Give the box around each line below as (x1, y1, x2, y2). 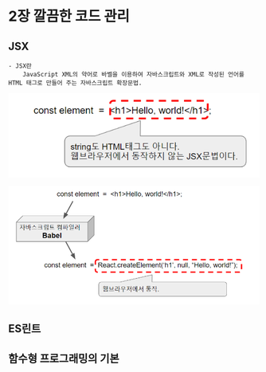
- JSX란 (8, 62, 32, 70)
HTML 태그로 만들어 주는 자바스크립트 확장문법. (8, 79, 143, 87)
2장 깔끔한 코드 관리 (8, 7, 130, 25)
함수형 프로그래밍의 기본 (8, 351, 119, 365)
